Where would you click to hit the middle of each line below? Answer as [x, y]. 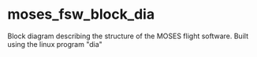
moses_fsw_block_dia [81, 14]
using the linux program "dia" [55, 44]
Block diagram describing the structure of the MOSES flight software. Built [128, 36]
